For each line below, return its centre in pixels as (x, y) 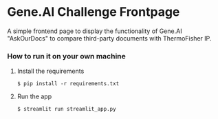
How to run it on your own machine (66, 56)
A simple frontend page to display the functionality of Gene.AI (95, 31)
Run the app (34, 96)
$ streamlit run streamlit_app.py (66, 109)
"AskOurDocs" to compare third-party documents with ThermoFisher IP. (109, 38)
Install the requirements (51, 71)
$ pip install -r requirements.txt (68, 84)
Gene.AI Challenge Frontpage (94, 12)
